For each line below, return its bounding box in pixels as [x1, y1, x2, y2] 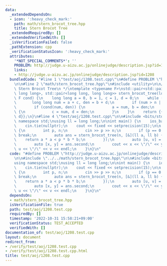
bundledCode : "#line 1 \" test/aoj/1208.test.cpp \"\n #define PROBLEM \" [9, 77, 162, 82]
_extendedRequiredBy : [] [9, 30, 61, 35]
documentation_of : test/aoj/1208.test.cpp [5, 230, 94, 235]
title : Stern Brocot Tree [14, 26, 68, 31]
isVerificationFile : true [9, 202, 64, 207]
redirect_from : [5, 239, 37, 245]
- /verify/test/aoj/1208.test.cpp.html [5, 249, 88, 254]
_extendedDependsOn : [9, 12, 52, 17]
